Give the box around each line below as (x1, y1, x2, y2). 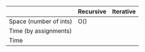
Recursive (77, 8, 107, 15)
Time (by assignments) (9, 27, 72, 34)
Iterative (112, 8, 136, 15)
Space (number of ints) (9, 18, 73, 25)
